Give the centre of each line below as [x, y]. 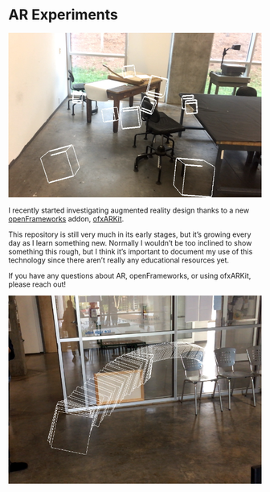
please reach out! [37, 284]
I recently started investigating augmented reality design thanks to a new [129, 210]
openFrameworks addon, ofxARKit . [66, 219]
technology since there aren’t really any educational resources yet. [119, 260]
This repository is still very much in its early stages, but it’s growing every [130, 234]
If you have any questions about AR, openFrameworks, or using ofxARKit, [130, 276]
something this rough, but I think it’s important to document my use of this [131, 252]
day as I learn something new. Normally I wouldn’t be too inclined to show [130, 243]
